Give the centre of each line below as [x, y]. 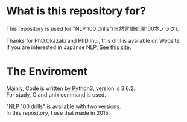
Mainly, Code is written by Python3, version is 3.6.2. [71, 88]
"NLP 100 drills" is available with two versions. [64, 106]
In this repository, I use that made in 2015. [58, 112]
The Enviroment [47, 72]
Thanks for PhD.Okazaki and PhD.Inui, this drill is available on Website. [94, 40]
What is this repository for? [76, 11]
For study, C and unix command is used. [56, 94]
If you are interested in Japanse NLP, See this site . [69, 47]
